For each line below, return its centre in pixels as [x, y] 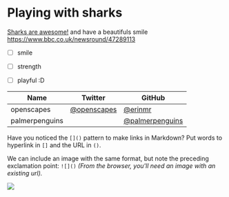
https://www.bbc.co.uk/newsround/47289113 [71, 39]
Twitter [93, 98]
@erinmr [137, 110]
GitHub [153, 98]
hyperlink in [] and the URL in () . [54, 145]
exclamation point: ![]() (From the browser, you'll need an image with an [111, 166]
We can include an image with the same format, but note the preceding [108, 159]
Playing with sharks [65, 13]
